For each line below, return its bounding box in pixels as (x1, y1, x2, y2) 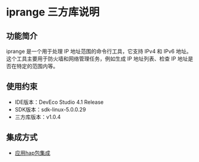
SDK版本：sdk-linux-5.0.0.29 (14, 106, 86, 113)
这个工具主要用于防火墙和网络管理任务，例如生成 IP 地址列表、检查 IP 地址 (6, 55, 188, 62)
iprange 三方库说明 (6, 5, 100, 19)
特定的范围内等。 (16, 63, 58, 69)
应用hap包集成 (14, 149, 50, 156)
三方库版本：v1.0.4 (14, 113, 61, 120)
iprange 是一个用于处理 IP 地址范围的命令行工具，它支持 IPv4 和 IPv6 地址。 (6, 48, 192, 55)
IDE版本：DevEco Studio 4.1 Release (14, 99, 104, 106)
